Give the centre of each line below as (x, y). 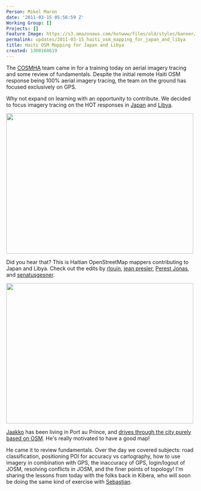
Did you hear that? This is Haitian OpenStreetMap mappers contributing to (98, 262)
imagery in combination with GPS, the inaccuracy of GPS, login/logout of (96, 462)
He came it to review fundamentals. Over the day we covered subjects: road (100, 450)
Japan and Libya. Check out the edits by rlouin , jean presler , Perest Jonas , (98, 268)
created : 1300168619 (32, 51)
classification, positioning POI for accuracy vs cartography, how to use (93, 456)
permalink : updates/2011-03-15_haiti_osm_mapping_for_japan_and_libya (96, 40)
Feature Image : (25, 34)
